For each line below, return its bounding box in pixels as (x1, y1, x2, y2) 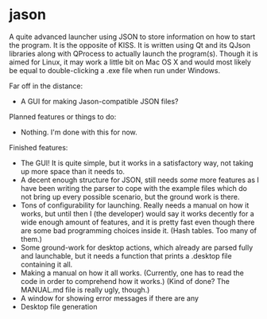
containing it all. (20, 259, 73, 269)
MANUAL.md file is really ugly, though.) (20, 285, 150, 294)
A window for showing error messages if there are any (20, 293, 199, 303)
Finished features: (9, 142, 68, 152)
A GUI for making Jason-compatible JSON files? (20, 96, 179, 106)
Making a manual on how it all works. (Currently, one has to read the (20, 268, 245, 278)
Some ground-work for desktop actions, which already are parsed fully (20, 243, 253, 252)
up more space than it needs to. (20, 166, 126, 176)
